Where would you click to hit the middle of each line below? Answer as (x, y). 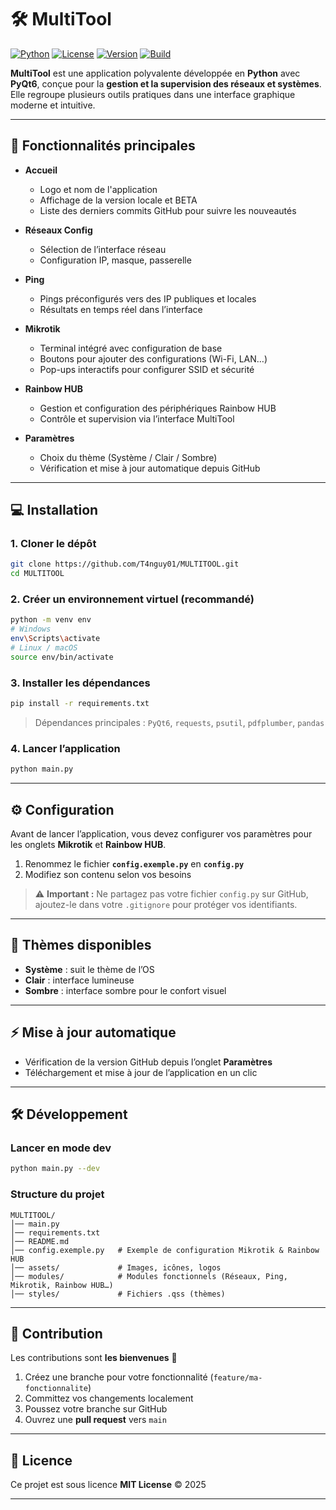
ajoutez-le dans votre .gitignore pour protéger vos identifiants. (166, 905)
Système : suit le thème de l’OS (89, 969)
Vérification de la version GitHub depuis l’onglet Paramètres (148, 1062)
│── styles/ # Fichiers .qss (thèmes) (118, 1294)
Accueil (41, 170)
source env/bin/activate (62, 657)
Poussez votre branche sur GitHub (96, 1409)
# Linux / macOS (44, 648)
